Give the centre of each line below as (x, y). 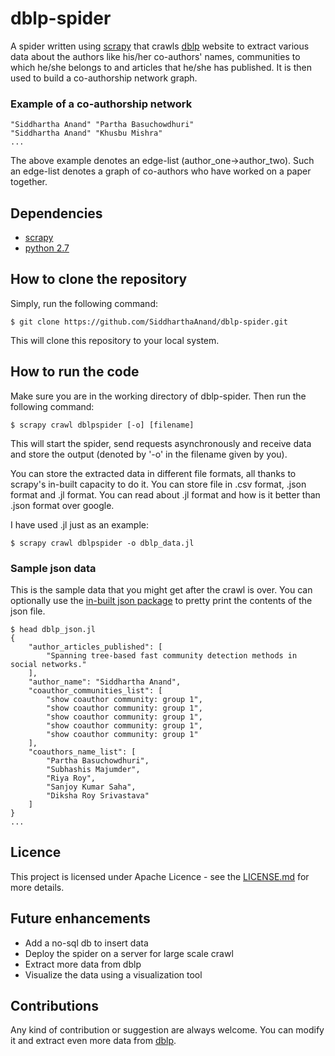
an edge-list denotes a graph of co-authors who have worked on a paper (161, 171)
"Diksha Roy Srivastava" (98, 795)
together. (29, 182)
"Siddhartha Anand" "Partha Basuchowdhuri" (102, 125)
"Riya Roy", (71, 778)
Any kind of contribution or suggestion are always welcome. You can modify (167, 1030)
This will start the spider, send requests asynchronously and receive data (161, 443)
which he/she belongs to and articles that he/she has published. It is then (161, 67)
